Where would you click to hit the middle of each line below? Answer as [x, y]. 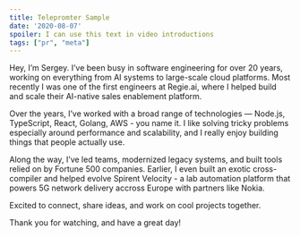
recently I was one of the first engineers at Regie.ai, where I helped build [143, 87]
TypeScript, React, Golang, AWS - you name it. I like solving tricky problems [149, 123]
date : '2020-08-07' [46, 26]
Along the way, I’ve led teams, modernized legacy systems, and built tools [146, 160]
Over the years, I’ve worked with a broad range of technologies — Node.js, [147, 114]
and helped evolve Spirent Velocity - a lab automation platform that [167, 179]
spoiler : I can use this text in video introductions [112, 34]
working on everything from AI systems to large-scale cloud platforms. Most [150, 78]
